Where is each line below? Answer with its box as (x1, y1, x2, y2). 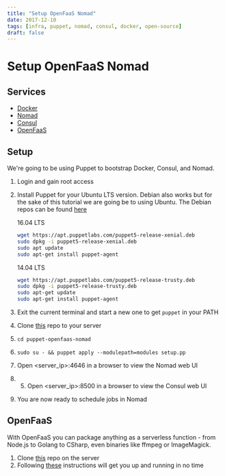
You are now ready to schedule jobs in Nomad (16, 395, 148, 403)
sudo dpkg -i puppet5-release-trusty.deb (16, 283, 137, 290)
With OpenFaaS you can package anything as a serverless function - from (7, 433, 216, 441)
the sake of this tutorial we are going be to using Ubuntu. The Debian (16, 198, 212, 206)
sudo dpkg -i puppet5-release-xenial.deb (16, 238, 137, 245)
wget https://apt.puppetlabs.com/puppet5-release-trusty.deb (16, 276, 196, 283)
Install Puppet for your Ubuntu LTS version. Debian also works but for (16, 191, 213, 199)
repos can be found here (16, 205, 88, 213)
